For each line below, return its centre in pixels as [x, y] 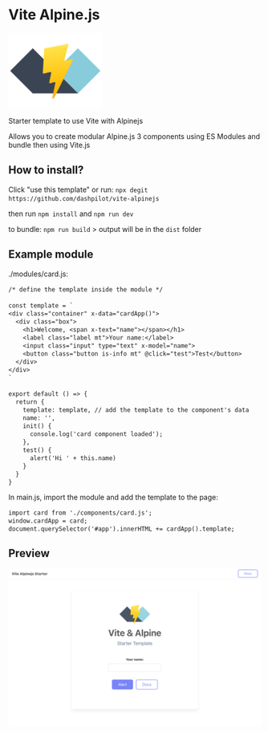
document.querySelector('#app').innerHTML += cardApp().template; [122, 529]
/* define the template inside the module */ [85, 289]
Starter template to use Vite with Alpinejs [76, 120]
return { [30, 402]
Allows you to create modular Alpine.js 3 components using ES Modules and [134, 136]
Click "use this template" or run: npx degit [78, 189]
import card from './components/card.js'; [80, 513]
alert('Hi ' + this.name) [73, 458]
